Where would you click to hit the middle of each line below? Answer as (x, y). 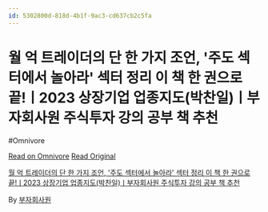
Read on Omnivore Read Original (62, 156)
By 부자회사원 (30, 199)
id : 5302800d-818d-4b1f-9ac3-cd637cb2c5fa (80, 16)
